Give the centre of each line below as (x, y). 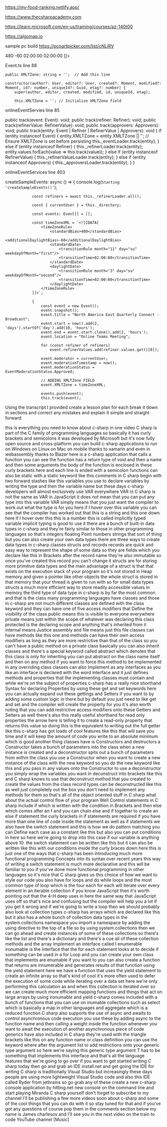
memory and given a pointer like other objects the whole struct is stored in (82, 577)
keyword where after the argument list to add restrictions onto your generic (82, 1045)
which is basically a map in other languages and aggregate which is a (77, 1008)
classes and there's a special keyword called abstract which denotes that (80, 651)
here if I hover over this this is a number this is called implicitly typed (76, 518)
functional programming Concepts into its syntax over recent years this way (83, 859)
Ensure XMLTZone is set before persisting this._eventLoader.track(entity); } (82, 141)
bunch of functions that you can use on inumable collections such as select (83, 1002)
